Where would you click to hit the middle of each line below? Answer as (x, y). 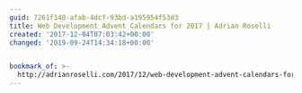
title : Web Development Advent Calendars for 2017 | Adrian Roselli (140, 26)
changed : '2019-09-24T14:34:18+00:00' (82, 42)
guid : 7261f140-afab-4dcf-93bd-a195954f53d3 (94, 17)
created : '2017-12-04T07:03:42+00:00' (82, 34)
